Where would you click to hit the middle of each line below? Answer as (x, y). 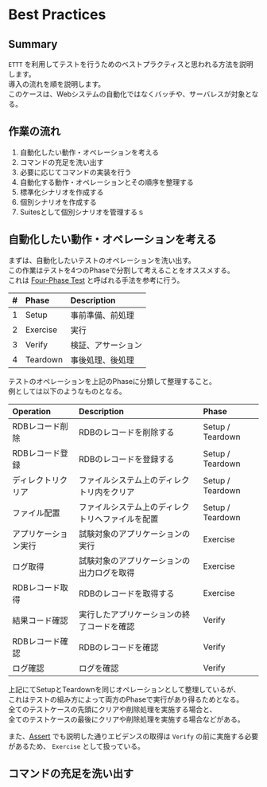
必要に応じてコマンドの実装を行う (75, 172)
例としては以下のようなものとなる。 (67, 391)
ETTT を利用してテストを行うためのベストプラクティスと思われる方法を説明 (131, 64)
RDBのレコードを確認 (118, 647)
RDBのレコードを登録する (126, 459)
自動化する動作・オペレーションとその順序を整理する (107, 182)
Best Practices (57, 15)
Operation (32, 411)
